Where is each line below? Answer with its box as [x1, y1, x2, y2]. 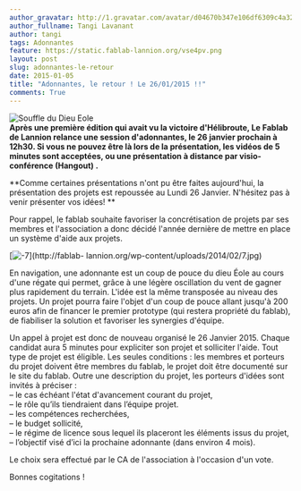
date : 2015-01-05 [9, 72, 74, 80]
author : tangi [9, 30, 63, 38]
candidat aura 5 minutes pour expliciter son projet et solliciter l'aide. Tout [9, 342, 279, 352]
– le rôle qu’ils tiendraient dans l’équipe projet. [9, 399, 179, 410]
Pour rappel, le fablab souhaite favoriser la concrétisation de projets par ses [9, 214, 289, 224]
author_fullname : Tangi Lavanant [9, 21, 134, 30]
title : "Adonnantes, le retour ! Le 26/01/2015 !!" [9, 80, 206, 89]
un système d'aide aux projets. [9, 233, 123, 243]
